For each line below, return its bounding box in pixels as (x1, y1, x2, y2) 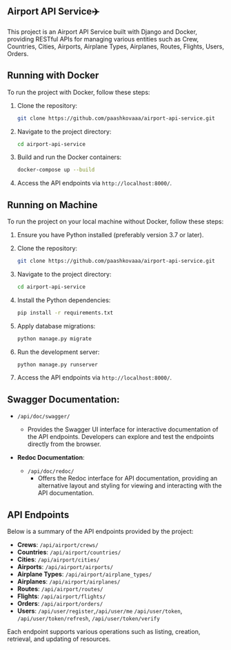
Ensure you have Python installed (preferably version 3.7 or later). (17, 231, 204, 239)
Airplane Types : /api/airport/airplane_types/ (17, 570, 152, 579)
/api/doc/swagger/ (17, 414, 70, 420)
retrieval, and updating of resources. (7, 635, 111, 643)
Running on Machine (7, 199, 98, 211)
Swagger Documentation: (7, 393, 120, 405)
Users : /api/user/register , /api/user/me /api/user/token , (17, 607, 183, 615)
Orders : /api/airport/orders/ (17, 600, 103, 608)
